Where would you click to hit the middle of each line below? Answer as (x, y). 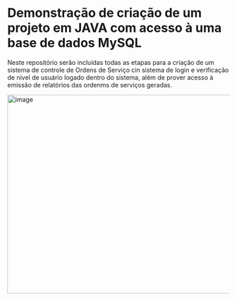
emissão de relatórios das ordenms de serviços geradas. (90, 85)
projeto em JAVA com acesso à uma (115, 28)
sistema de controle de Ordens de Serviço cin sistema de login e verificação (118, 70)
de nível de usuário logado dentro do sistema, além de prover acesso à (110, 77)
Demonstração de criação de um (105, 13)
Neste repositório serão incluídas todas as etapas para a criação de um (111, 62)
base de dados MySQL (75, 43)
